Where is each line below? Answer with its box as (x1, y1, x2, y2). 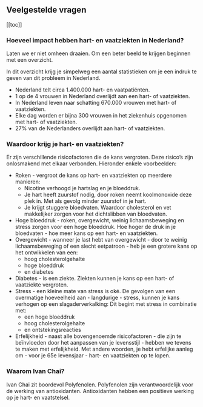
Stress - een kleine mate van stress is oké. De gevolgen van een (15, 288, 176, 295)
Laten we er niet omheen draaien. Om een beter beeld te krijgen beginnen (6, 50, 191, 57)
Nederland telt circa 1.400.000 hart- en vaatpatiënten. (15, 86, 150, 93)
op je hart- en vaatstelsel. (6, 394, 70, 401)
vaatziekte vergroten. (15, 281, 68, 288)
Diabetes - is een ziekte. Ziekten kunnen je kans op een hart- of (15, 275, 175, 282)
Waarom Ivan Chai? (6, 367, 65, 376)
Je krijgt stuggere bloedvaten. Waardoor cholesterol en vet (24, 204, 171, 211)
